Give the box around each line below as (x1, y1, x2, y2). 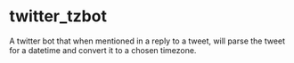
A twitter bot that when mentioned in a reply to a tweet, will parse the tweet (9, 35, 286, 46)
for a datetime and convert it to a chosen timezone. (9, 44, 197, 55)
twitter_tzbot (9, 6, 107, 27)
